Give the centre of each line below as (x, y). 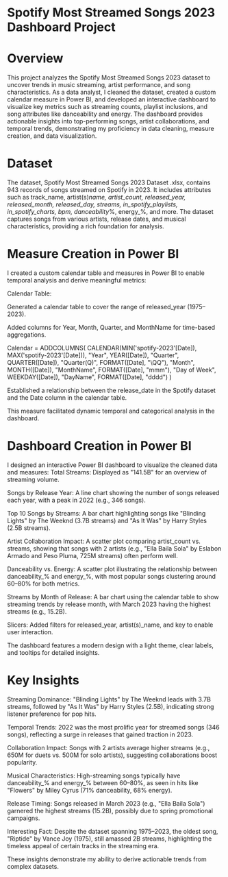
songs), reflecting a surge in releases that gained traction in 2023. (100, 734)
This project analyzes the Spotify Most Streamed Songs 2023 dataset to (109, 77)
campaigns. (24, 818)
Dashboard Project (61, 27)
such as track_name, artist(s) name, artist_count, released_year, (97, 197)
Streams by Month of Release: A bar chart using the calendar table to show (113, 597)
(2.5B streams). (29, 528)
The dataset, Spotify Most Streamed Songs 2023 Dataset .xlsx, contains (109, 182)
